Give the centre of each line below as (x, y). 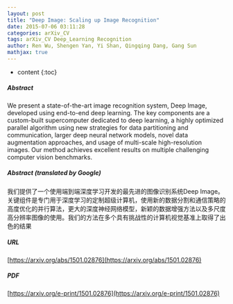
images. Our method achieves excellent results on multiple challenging (108, 149)
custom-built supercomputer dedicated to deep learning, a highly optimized (115, 120)
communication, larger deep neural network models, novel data (98, 135)
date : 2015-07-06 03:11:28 (46, 26)
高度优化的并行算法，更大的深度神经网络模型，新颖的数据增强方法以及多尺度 (116, 208)
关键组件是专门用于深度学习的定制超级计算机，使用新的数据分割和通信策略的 (116, 200)
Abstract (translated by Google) (54, 173)
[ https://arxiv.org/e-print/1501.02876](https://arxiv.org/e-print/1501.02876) (113, 293)
